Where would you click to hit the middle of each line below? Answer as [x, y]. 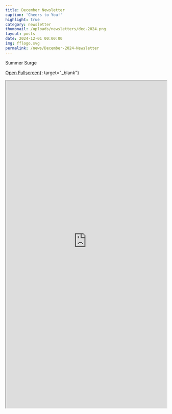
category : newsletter [28, 24]
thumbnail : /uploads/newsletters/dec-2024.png [56, 29]
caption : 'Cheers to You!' [34, 15]
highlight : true [22, 19]
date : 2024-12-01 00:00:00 [34, 39]
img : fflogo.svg [22, 43]
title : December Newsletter [35, 10]
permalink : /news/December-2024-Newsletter [52, 48]
